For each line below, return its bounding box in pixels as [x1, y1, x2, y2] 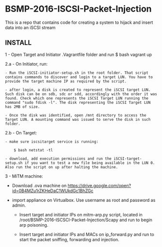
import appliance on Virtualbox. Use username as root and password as [12, 197, 156, 203]
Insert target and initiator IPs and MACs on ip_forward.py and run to [19, 231, 154, 237]
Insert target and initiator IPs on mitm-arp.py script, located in [19, 212, 143, 217]
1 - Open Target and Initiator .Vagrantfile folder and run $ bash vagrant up [5, 51, 152, 57]
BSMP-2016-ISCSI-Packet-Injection [5, 3, 152, 15]
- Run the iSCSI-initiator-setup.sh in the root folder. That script [5, 70, 149, 75]
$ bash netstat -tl [14, 148, 53, 152]
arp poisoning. [19, 222, 49, 228]
